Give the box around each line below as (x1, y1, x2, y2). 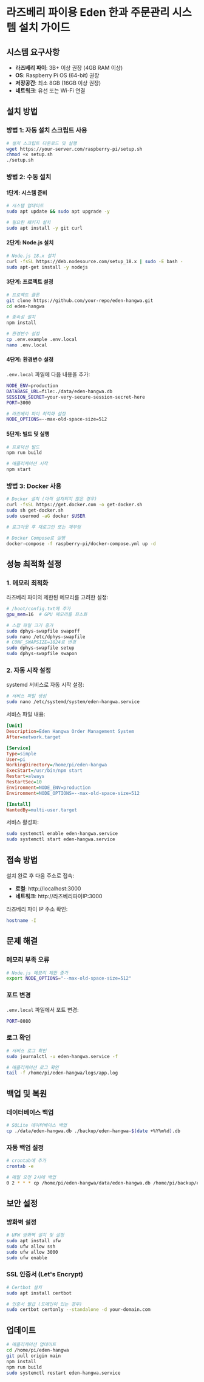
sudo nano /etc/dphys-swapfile (6, 633, 86, 640)
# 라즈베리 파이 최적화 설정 (6, 411, 66, 417)
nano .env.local (6, 342, 47, 348)
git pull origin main (6, 1353, 61, 1359)
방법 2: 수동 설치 (6, 173, 52, 181)
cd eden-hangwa (6, 303, 45, 309)
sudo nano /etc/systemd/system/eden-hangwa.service (6, 699, 140, 705)
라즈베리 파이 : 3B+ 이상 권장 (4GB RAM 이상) (15, 64, 123, 71)
